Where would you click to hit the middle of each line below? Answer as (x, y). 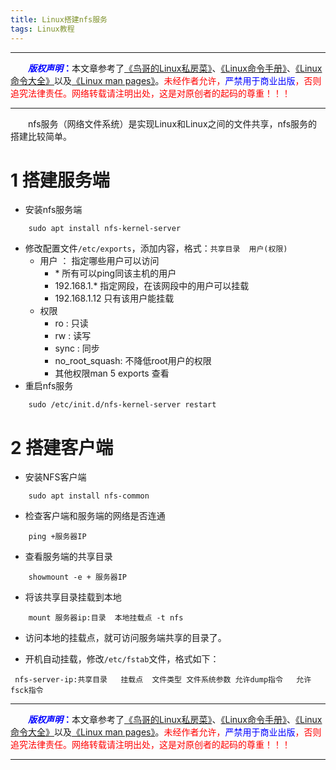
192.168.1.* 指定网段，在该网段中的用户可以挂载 (152, 286)
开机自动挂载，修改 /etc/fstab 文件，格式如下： (122, 659)
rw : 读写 (73, 336)
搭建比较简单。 (41, 136)
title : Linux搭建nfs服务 (59, 19)
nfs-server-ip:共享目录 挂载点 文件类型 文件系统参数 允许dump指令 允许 (163, 680)
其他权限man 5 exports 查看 (112, 373)
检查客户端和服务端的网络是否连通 (95, 516)
